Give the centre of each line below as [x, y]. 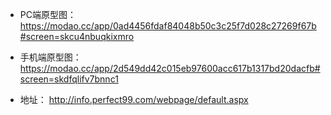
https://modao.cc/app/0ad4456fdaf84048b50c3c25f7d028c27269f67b [168, 26]
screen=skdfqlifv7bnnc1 [69, 79]
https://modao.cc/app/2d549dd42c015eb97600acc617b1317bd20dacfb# [170, 68]
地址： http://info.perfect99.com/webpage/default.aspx [134, 99]
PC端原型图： [48, 14]
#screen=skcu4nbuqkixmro [77, 36]
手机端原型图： [50, 57]
